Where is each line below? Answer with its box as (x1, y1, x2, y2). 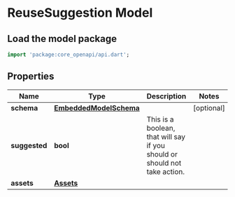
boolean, (146, 123, 176, 133)
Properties (7, 71, 55, 82)
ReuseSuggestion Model (7, 5, 153, 21)
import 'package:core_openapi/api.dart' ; (7, 51, 130, 58)
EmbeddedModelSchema (53, 103, 140, 112)
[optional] (193, 103, 225, 112)
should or (146, 149, 178, 159)
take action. (146, 166, 185, 176)
